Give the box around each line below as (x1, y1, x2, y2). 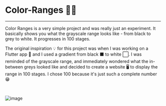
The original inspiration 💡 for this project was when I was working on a (5, 45, 149, 51)
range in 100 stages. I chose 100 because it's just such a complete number (5, 71, 157, 77)
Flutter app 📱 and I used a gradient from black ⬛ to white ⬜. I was (5, 51, 142, 57)
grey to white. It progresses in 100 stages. (5, 35, 90, 41)
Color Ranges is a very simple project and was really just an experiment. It (5, 25, 156, 31)
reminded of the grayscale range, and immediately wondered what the (5, 58, 149, 64)
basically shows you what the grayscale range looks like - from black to (5, 31, 151, 36)
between (5, 64, 23, 70)
